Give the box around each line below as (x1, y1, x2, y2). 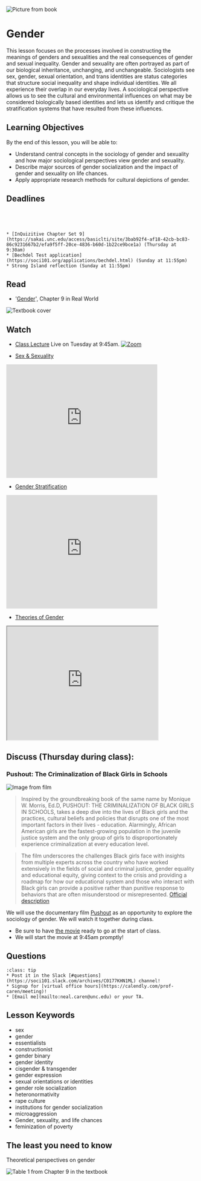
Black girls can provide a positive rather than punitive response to (21, 884, 185, 891)
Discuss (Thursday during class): (6, 751, 135, 762)
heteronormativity (14, 1091, 60, 1098)
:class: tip (6, 967, 36, 973)
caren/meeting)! (6, 988, 47, 994)
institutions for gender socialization (14, 1103, 103, 1111)
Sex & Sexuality (14, 352, 54, 360)
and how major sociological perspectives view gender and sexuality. (14, 156, 185, 164)
